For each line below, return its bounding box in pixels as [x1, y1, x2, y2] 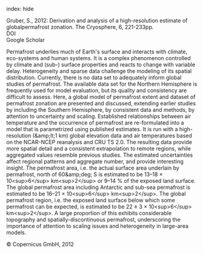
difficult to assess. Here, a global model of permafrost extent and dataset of [6, 94, 196, 100]
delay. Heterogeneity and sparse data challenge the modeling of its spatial [6, 67, 192, 75]
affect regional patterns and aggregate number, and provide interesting [6, 158, 184, 165]
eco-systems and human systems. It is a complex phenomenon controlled [6, 55, 191, 61]
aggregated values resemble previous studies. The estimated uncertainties [6, 151, 193, 159]
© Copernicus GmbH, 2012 [6, 241, 75, 248]
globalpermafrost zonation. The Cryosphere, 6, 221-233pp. [6, 24, 154, 30]
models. [6, 229, 27, 236]
